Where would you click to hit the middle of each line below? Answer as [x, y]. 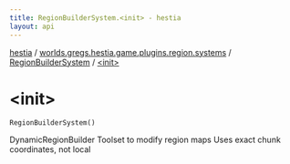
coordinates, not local [50, 149]
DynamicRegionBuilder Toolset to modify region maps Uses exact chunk [145, 140]
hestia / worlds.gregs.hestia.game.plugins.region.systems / [121, 52]
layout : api [32, 26]
